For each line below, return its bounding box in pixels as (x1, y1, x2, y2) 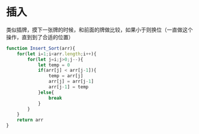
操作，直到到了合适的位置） (6, 33, 74, 40)
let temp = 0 (37, 62, 70, 68)
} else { (37, 90, 54, 95)
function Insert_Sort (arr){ (6, 45, 76, 51)
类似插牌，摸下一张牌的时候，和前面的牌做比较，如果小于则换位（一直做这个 (6, 26, 193, 33)
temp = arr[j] (48, 73, 84, 79)
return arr (17, 117, 44, 123)
